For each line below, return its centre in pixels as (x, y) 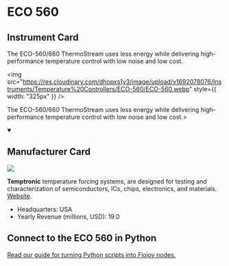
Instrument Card (43, 37)
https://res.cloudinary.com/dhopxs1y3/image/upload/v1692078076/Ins (122, 82)
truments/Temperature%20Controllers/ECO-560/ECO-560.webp (98, 89)
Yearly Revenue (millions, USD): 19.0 (68, 217)
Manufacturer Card (49, 152)
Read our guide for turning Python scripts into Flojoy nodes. (92, 254)
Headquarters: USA (45, 209)
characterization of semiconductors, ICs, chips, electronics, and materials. (112, 188)
